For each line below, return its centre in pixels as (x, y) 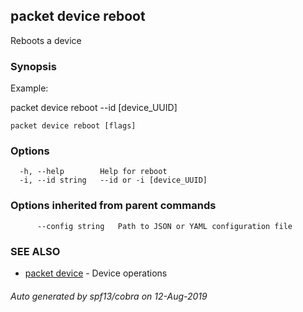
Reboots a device (46, 40)
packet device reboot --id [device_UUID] (94, 108)
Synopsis (33, 66)
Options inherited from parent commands (113, 206)
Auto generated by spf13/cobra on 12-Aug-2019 (109, 296)
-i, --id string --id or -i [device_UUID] (113, 180)
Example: (29, 88)
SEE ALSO (35, 251)
